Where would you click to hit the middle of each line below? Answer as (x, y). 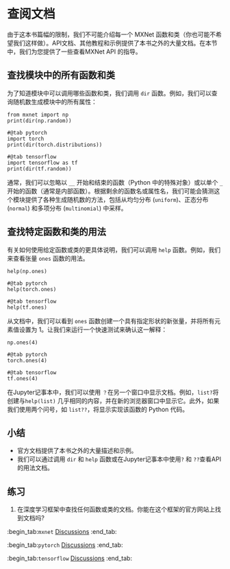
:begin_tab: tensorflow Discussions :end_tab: (69, 558)
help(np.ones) (27, 271)
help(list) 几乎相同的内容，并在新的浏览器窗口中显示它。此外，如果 (122, 400)
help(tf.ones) (27, 307)
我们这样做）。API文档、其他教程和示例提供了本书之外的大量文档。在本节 (115, 43)
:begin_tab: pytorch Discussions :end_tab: (65, 545)
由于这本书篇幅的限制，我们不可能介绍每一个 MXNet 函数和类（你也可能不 (112, 34)
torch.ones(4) (27, 360)
